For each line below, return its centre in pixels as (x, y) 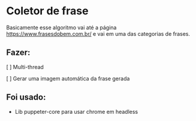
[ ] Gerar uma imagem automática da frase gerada (68, 78)
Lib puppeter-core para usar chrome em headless (76, 111)
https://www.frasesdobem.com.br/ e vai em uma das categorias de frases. (98, 33)
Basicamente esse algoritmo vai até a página (61, 27)
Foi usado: (26, 97)
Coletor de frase (47, 11)
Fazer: (18, 53)
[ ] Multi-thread (25, 67)
